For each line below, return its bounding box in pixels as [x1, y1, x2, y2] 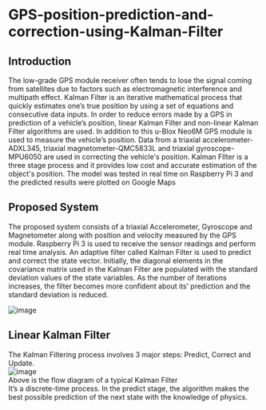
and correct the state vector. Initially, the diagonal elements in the [8, 256, 224, 265]
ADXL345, [8, 144, 42, 153]
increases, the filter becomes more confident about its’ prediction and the [8, 281, 251, 291]
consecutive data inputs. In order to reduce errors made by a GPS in [8, 109, 232, 119]
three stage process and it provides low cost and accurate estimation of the [8, 161, 257, 169]
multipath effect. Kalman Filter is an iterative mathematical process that [8, 93, 243, 102]
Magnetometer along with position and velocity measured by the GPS [8, 230, 237, 240]
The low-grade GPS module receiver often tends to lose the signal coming [8, 76, 252, 85]
